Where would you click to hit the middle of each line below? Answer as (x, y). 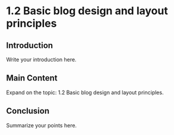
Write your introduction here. (41, 60)
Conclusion (28, 111)
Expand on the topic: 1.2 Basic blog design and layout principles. (85, 92)
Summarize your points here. (42, 125)
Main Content (32, 78)
